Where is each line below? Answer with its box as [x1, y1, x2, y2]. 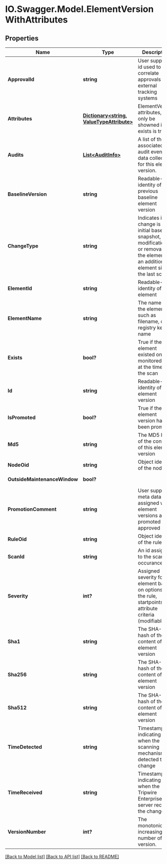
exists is [138, 128, 157, 134]
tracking [138, 88, 158, 95]
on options [138, 586, 163, 593]
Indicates [138, 215, 160, 221]
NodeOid [7, 462, 29, 468]
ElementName [7, 315, 42, 321]
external [138, 82, 158, 89]
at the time [138, 363, 163, 370]
